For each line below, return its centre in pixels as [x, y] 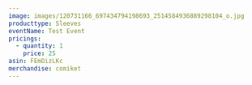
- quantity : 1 [39, 46]
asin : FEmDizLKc [36, 62]
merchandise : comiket [45, 69]
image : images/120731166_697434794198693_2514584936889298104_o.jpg [126, 16]
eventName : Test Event [47, 31]
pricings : [25, 38]
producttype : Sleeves [45, 23]
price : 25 [40, 53]
